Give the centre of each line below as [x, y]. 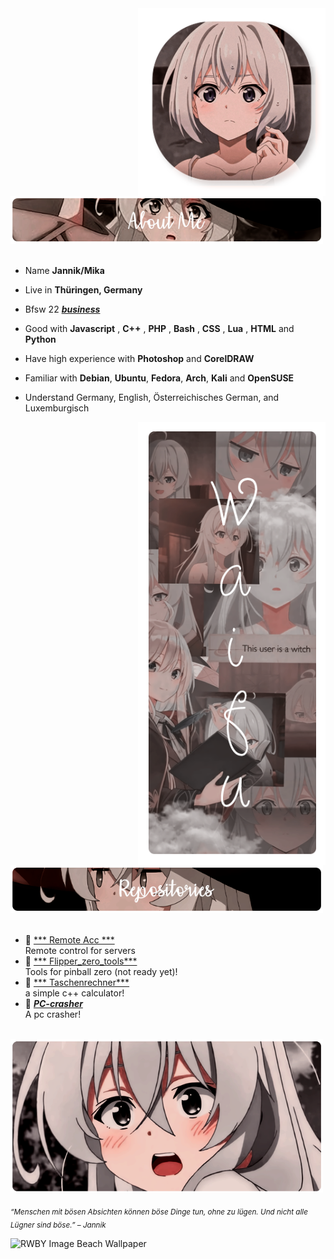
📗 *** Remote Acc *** [69, 940]
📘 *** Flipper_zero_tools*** [81, 961]
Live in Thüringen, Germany [83, 290]
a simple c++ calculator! [74, 993]
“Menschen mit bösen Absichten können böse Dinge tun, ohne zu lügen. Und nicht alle [159, 1212]
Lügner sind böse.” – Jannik [58, 1225]
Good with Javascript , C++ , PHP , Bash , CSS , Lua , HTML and [159, 329]
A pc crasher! [53, 1014]
